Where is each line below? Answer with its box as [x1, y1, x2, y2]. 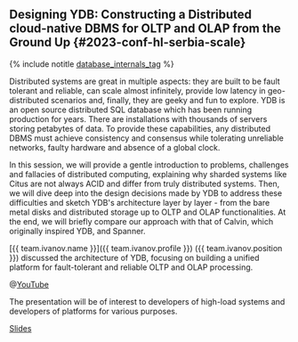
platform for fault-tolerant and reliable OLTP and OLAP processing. [9, 262, 254, 273]
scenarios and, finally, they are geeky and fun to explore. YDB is [50, 94, 286, 105]
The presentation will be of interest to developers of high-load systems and [9, 296, 286, 306]
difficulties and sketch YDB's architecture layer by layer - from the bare [9, 197, 270, 208]
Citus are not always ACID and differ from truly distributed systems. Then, [9, 178, 280, 189]
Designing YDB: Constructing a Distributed [9, 7, 252, 22]
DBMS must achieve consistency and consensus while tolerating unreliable [9, 133, 285, 143]
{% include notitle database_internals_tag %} [9, 58, 175, 69]
